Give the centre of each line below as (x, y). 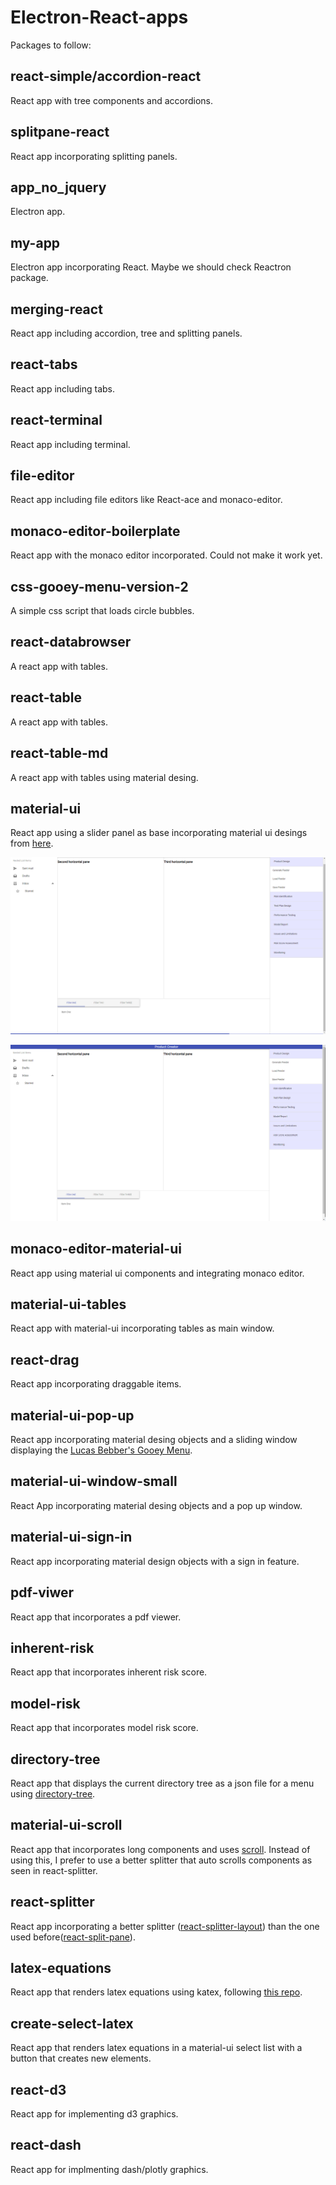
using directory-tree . (53, 1793)
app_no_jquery (58, 187)
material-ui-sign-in (71, 1537)
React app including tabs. (63, 388)
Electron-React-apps (99, 17)
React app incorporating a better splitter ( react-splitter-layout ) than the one (165, 1926)
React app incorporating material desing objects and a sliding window (154, 1440)
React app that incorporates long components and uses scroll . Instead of (160, 1849)
